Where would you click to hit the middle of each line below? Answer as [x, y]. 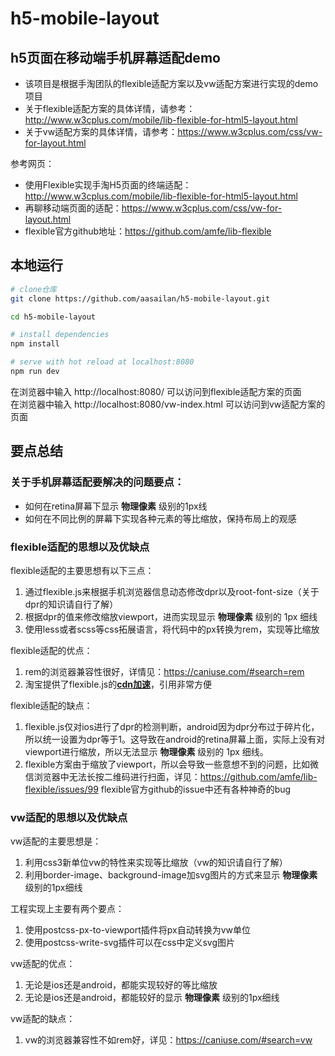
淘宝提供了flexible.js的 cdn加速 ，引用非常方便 [118, 684]
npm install [35, 344]
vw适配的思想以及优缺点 [69, 817]
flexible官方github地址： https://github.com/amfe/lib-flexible [148, 231]
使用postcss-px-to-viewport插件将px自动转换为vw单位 [138, 930]
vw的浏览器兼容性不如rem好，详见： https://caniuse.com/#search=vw [168, 1040]
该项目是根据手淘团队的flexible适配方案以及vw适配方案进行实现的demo [171, 83]
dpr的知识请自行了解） [71, 604]
